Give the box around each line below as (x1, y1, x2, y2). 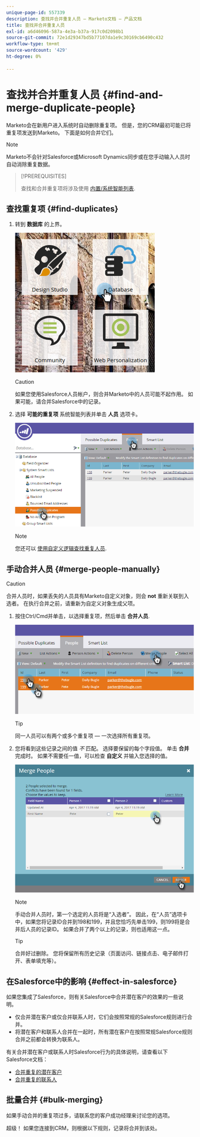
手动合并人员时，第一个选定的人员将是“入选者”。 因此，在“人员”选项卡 (14, 911, 187, 918)
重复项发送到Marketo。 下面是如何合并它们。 (6, 129, 117, 136)
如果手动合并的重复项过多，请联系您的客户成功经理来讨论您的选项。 (6, 1111, 173, 1119)
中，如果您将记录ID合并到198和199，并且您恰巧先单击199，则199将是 (14, 918, 185, 925)
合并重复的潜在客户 (14, 1069, 62, 1076)
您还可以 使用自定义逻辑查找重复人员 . (14, 545, 107, 552)
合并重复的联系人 (14, 1076, 57, 1083)
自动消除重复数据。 (6, 161, 54, 168)
